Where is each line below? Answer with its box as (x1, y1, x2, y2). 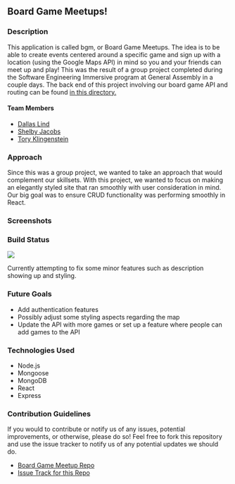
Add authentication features (17, 305, 99, 313)
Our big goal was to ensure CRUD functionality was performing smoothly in (7, 190, 226, 200)
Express (17, 392, 42, 399)
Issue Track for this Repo (17, 468, 90, 477)
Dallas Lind (17, 119, 50, 128)
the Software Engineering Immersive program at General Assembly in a (7, 73, 213, 81)
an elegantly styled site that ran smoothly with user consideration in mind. (7, 183, 222, 192)
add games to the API (17, 327, 81, 336)
